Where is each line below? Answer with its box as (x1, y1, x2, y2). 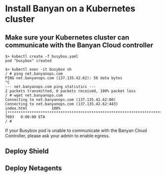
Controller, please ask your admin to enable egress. (5, 133, 110, 138)
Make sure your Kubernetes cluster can (5, 33, 129, 42)
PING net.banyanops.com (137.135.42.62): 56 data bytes (5, 76, 123, 81)
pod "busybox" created (5, 58, 52, 63)
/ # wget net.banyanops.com (5, 93, 63, 98)
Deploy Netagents (5, 164, 62, 172)
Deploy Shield (5, 147, 49, 156)
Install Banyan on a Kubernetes (5, 3, 136, 14)
